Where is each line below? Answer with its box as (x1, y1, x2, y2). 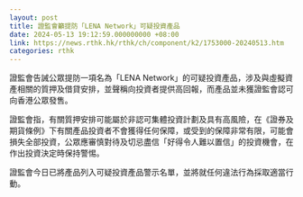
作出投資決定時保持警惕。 (9, 148, 105, 158)
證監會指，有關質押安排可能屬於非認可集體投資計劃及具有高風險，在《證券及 (9, 114, 294, 125)
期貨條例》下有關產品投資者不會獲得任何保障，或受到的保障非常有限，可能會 (9, 125, 294, 136)
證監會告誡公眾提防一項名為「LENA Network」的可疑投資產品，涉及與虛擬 (9, 73, 286, 84)
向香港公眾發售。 (9, 95, 73, 106)
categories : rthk (9, 47, 75, 56)
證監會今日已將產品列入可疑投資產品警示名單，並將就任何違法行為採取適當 (9, 167, 286, 178)
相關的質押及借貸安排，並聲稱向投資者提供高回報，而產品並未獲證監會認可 (16, 84, 294, 94)
